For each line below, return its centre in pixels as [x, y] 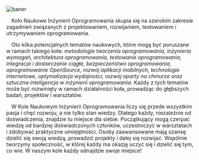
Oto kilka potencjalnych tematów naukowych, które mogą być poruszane [100, 45]
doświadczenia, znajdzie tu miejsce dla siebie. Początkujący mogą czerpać [98, 119]
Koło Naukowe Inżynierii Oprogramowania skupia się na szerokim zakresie [102, 20]
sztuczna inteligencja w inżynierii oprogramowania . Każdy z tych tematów [97, 82]
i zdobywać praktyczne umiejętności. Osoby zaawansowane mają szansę [96, 132]
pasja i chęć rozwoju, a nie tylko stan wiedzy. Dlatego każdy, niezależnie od [99, 113]
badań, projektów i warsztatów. [45, 95]
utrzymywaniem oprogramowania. [48, 33]
